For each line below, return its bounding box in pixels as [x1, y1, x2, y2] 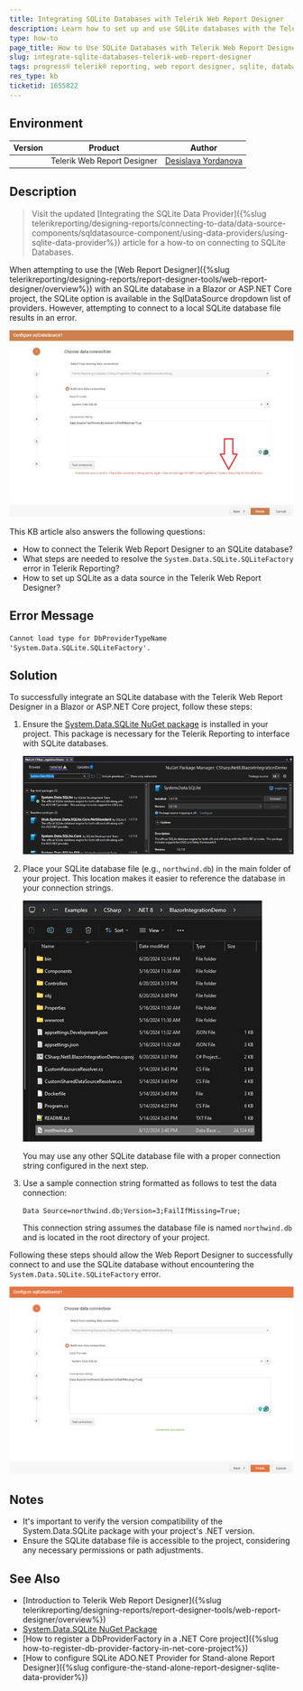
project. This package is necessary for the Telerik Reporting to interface [22, 728, 290, 740]
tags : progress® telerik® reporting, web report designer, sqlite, [9, 62, 269, 71]
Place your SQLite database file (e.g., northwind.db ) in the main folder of [22, 864, 291, 874]
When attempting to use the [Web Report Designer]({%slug [9, 264, 230, 275]
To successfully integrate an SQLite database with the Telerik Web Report [9, 692, 283, 703]
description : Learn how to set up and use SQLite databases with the [9, 23, 277, 33]
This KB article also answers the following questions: [9, 526, 206, 537]
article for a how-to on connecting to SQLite [122, 237, 286, 248]
